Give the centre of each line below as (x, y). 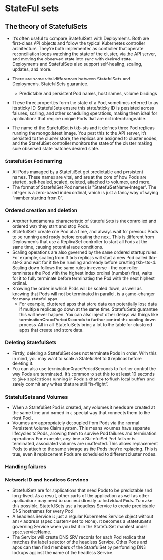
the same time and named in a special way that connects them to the (81, 413)
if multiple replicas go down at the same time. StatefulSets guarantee (89, 309)
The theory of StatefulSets (46, 27)
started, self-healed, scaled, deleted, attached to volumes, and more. (81, 182)
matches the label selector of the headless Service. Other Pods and (80, 542)
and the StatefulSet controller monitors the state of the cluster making (82, 143)
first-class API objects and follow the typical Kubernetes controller (79, 43)
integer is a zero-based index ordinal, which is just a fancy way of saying (85, 193)
